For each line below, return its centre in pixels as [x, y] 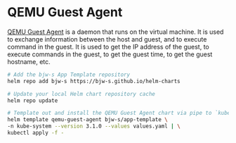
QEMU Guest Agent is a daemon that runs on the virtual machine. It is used [116, 32]
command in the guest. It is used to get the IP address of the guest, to [108, 46]
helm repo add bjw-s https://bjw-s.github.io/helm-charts [94, 81]
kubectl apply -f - [36, 133]
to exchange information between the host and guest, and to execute [107, 39]
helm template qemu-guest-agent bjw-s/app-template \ [88, 120]
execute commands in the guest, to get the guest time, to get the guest [110, 54]
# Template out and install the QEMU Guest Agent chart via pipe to [110, 113]
